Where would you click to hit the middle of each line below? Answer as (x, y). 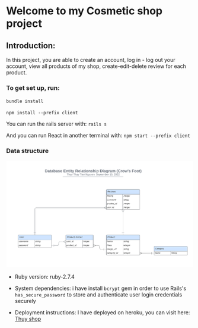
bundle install (25, 101)
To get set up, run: (33, 88)
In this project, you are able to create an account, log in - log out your (91, 60)
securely (25, 301)
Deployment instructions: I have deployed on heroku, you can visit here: (102, 312)
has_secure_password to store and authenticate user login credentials (98, 294)
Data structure (28, 151)
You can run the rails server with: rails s (57, 124)
